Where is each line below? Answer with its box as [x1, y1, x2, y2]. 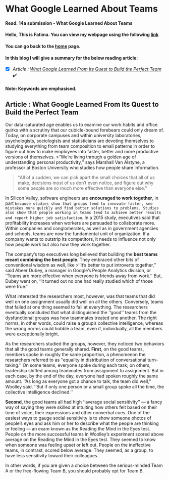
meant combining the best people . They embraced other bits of [5, 256, 139, 263]
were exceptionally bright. [5, 331, 60, 337]
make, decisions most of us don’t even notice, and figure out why [17, 180, 154, 186]
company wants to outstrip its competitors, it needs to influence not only [5, 236, 156, 242]
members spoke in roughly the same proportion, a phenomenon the [5, 351, 146, 357]
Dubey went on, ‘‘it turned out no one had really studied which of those [5, 278, 153, 284]
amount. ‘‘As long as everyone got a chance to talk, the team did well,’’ [5, 378, 151, 384]
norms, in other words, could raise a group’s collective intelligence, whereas [5, 320, 163, 326]
